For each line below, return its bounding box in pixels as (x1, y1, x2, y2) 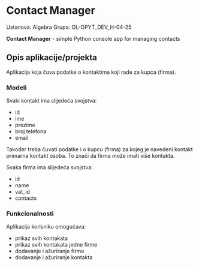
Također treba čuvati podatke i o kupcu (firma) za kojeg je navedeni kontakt (6, 146, 193, 153)
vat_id (14, 188, 30, 196)
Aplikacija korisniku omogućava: (6, 223, 86, 230)
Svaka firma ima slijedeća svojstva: (6, 164, 93, 171)
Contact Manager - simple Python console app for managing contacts (6, 35, 180, 42)
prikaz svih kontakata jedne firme (14, 241, 98, 248)
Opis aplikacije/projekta (6, 52, 97, 63)
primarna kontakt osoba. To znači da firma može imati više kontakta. (6, 152, 175, 160)
